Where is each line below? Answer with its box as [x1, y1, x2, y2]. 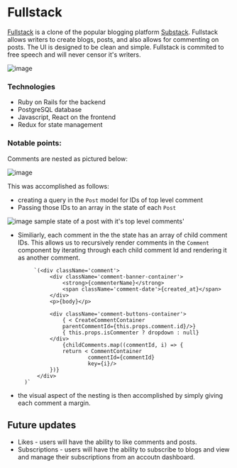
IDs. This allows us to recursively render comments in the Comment [17, 238, 209, 247]
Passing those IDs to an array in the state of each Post [17, 203, 176, 211]
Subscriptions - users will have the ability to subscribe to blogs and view [17, 445, 230, 454]
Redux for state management [17, 121, 103, 129]
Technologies [7, 82, 55, 91]
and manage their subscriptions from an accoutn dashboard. [17, 453, 195, 462]
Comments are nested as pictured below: [7, 154, 128, 163]
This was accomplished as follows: [7, 182, 110, 190]
